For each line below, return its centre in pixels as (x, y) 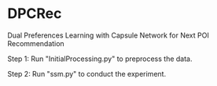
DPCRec (35, 14)
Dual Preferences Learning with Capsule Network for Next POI (108, 35)
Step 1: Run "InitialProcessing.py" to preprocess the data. (100, 59)
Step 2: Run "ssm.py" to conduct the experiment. (87, 73)
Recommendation (36, 43)
